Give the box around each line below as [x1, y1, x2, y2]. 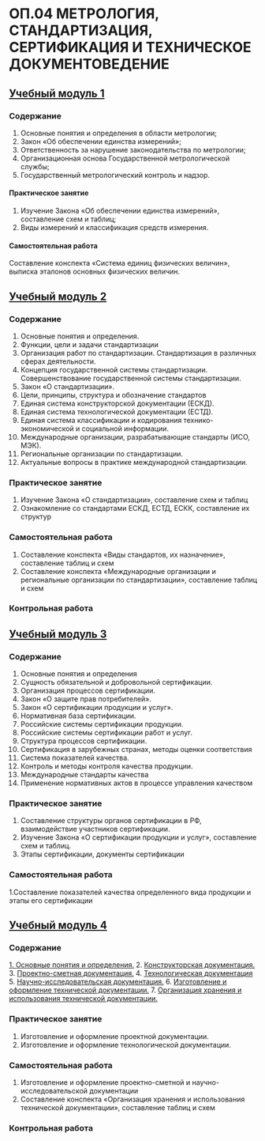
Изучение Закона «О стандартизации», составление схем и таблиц [20, 495, 248, 504]
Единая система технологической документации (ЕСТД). [20, 406, 214, 416]
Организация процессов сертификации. [20, 686, 156, 696]
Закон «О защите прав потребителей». [20, 694, 152, 704]
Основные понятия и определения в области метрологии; [20, 128, 218, 138]
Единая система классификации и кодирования [20, 415, 182, 425]
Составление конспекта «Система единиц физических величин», [9, 259, 230, 268]
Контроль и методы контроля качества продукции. [20, 761, 193, 771]
